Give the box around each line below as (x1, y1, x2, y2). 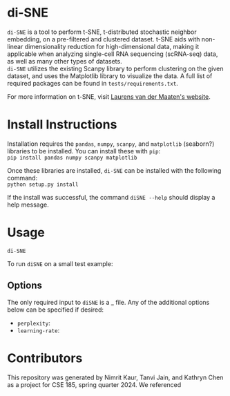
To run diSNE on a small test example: (7, 259, 113, 267)
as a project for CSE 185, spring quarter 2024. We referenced (7, 380, 182, 388)
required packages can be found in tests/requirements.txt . (7, 79, 178, 87)
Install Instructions (7, 117, 117, 133)
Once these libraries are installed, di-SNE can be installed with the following (7, 166, 222, 174)
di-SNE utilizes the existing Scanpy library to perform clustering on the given (7, 64, 224, 73)
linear (7, 42, 23, 50)
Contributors (7, 350, 83, 366)
